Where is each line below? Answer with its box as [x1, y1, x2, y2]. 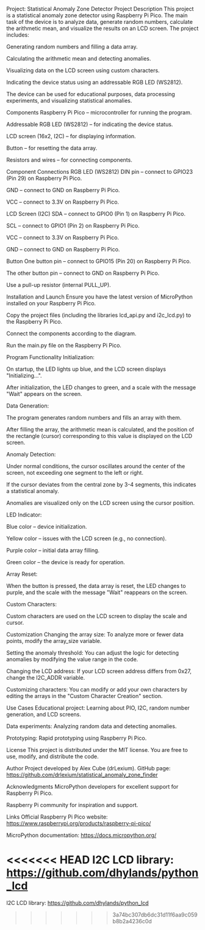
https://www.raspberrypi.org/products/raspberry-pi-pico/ [6, 820, 151, 827]
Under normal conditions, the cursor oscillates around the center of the [6, 463, 185, 470]
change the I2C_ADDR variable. [6, 674, 85, 681]
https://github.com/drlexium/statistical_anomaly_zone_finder [6, 771, 158, 778]
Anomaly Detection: [6, 451, 56, 458]
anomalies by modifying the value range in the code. [6, 656, 138, 663]
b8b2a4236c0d [112, 917, 153, 924]
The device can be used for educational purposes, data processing [6, 91, 175, 97]
